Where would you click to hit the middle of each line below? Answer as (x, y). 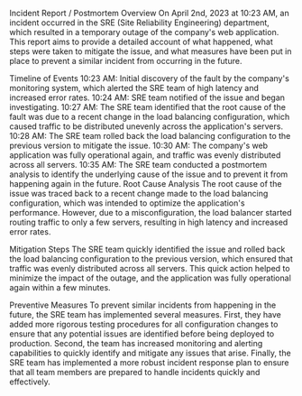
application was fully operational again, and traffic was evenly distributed (145, 155)
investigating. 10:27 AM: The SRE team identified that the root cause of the (148, 107)
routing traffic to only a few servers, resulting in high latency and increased (149, 222)
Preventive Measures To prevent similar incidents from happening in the (143, 305)
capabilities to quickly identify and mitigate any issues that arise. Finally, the (150, 353)
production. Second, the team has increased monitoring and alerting (136, 343)
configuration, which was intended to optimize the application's (127, 203)
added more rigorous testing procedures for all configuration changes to (144, 324)
